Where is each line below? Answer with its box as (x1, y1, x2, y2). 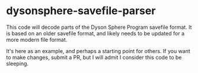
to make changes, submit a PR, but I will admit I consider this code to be (6, 54, 182, 61)
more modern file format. (6, 36, 68, 43)
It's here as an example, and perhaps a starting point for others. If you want (6, 47, 191, 54)
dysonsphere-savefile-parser (6, 4, 156, 18)
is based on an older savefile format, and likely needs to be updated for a (6, 29, 185, 36)
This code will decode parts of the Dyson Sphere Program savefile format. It (6, 24, 192, 31)
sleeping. (6, 60, 28, 67)
